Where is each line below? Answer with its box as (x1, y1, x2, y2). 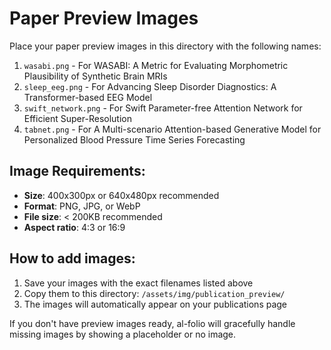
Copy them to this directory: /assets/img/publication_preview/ (23, 287, 286, 299)
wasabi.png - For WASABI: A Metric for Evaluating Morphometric (23, 59, 289, 71)
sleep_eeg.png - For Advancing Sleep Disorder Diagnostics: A (23, 80, 277, 92)
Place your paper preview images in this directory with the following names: (9, 40, 322, 52)
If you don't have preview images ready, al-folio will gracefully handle (9, 317, 296, 329)
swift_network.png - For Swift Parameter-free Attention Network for (23, 102, 303, 114)
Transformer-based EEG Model (23, 91, 153, 103)
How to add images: (9, 250, 136, 267)
